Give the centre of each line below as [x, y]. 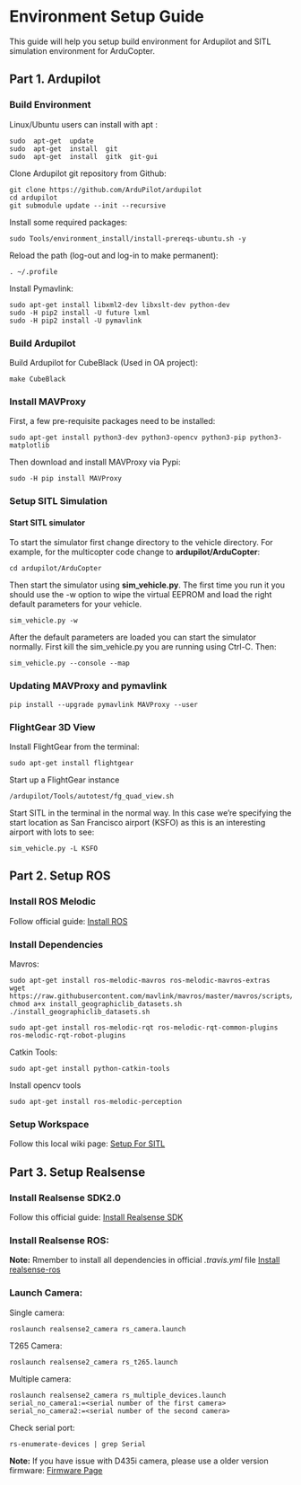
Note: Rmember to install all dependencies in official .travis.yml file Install [145, 1260]
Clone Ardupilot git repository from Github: [88, 173]
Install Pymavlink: [42, 288]
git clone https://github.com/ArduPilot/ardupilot [106, 190]
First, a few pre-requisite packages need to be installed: [112, 421]
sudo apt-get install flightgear [72, 763]
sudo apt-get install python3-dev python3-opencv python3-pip [128, 438]
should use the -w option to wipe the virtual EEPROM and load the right [141, 595]
